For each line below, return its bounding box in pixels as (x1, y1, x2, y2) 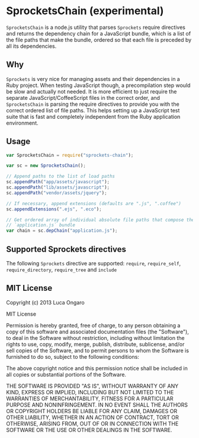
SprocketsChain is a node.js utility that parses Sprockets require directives (6, 24, 185, 31)
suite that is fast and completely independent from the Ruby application (6, 113, 181, 120)
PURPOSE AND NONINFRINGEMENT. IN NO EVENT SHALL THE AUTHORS (6, 401, 188, 408)
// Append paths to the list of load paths (6, 173, 115, 180)
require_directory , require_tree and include (6, 266, 117, 273)
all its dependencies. (6, 43, 57, 50)
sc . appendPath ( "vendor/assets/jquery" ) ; (6, 190, 108, 196)
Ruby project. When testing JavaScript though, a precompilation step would (6, 82, 191, 89)
